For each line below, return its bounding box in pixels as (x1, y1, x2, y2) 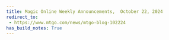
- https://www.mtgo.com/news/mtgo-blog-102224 (8, 19, 126, 25)
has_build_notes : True (6, 25, 62, 31)
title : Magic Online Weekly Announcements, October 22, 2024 (6, 8, 163, 15)
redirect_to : (6, 14, 39, 20)
